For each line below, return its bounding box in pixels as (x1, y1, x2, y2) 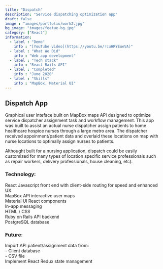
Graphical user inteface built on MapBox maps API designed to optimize (5, 112, 151, 118)
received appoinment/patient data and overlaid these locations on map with (5, 133, 159, 139)
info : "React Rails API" (14, 62, 67, 67)
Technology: (5, 171, 36, 178)
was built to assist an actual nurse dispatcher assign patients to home (5, 123, 147, 129)
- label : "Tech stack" (9, 58, 58, 63)
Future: (5, 231, 23, 238)
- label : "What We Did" (9, 48, 61, 53)
